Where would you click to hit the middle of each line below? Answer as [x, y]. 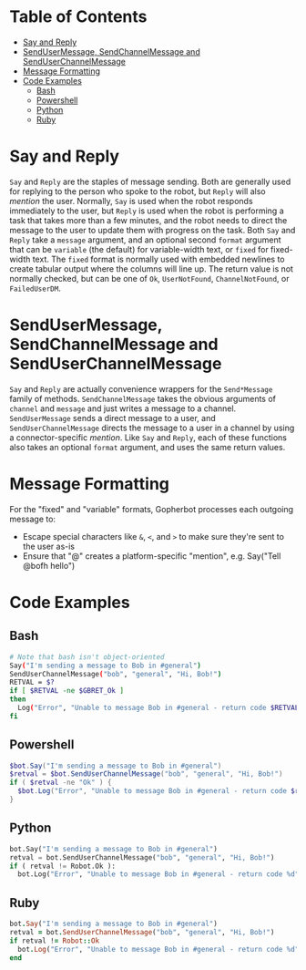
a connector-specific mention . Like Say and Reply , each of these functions [148, 437]
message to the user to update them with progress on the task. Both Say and [153, 230]
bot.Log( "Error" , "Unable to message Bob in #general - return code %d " [158, 874]
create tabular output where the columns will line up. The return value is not [152, 268]
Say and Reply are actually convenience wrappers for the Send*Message [141, 388]
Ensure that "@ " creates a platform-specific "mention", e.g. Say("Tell [152, 556]
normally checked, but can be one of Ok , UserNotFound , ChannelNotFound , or [149, 278]
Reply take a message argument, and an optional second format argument [145, 240]
